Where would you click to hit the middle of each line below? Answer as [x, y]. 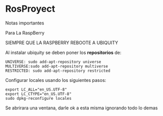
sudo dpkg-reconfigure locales [38, 98]
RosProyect [30, 9]
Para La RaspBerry [25, 33]
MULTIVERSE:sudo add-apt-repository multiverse [57, 66]
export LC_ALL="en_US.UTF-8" [36, 90]
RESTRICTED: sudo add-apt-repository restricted [58, 71]
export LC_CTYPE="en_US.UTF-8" [38, 94]
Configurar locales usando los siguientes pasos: [56, 80]
